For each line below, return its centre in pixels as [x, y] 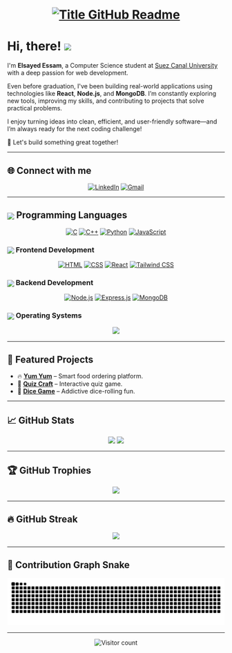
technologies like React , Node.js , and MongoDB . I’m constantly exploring [112, 94]
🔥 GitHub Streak [42, 519]
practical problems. [35, 108]
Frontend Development [55, 250]
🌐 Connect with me [49, 170]
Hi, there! [34, 47]
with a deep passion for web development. [68, 73]
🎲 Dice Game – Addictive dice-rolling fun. [76, 391]
